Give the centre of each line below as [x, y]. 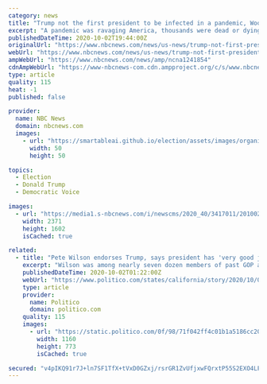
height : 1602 [44, 229]
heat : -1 [23, 89]
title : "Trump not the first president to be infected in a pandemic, [128, 23]
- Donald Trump [41, 185]
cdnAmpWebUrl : [32, 68]
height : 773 [57, 347]
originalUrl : [30, 45]
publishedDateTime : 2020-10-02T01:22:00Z [92, 273]
